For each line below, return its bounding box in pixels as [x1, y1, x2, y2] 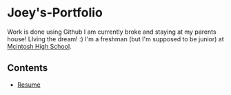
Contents [7, 62, 48, 74]
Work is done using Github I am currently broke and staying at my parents [7, 28, 217, 36]
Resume [17, 81, 41, 89]
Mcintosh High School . [7, 42, 72, 50]
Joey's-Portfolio [7, 5, 103, 21]
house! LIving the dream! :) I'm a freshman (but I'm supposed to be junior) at [7, 34, 224, 43]
